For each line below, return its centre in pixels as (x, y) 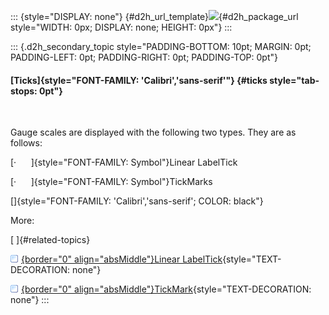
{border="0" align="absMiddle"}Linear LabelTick (122, 259)
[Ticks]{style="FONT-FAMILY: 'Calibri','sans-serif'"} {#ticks (139, 80)
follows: (26, 143)
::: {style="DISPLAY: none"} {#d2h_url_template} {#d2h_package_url (154, 16)
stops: (24, 91)
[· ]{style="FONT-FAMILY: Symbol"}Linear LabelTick (124, 162)
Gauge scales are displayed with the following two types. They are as (153, 132)
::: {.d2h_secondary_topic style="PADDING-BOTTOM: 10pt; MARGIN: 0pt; (161, 46)
